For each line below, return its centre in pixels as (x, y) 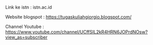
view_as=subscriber (26, 37)
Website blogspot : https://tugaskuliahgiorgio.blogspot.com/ (68, 17)
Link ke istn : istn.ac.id (29, 7)
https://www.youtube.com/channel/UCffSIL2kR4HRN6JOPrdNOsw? (76, 32)
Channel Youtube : (25, 26)
